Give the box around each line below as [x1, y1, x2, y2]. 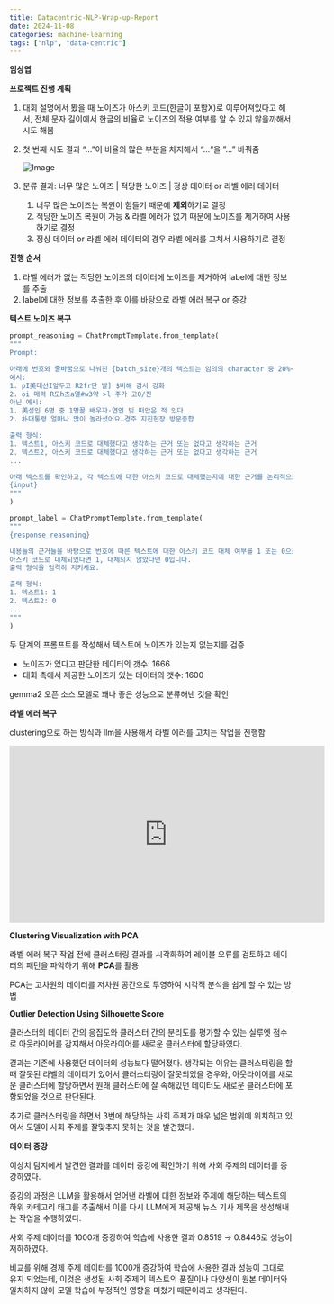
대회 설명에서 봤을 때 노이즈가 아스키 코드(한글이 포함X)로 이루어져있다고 [22, 103, 277, 113]
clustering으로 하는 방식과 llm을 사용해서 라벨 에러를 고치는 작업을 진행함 [9, 727, 266, 738]
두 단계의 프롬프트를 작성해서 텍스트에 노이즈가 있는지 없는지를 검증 [9, 638, 245, 649]
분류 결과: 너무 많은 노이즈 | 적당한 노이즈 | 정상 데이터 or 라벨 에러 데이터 [22, 181, 280, 192]
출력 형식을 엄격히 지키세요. [9, 564, 100, 573]
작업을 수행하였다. [18, 1212, 82, 1223]
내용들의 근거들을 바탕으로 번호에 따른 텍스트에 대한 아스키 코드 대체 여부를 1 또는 [9, 547, 277, 556]
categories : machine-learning [9, 30, 123, 39]
